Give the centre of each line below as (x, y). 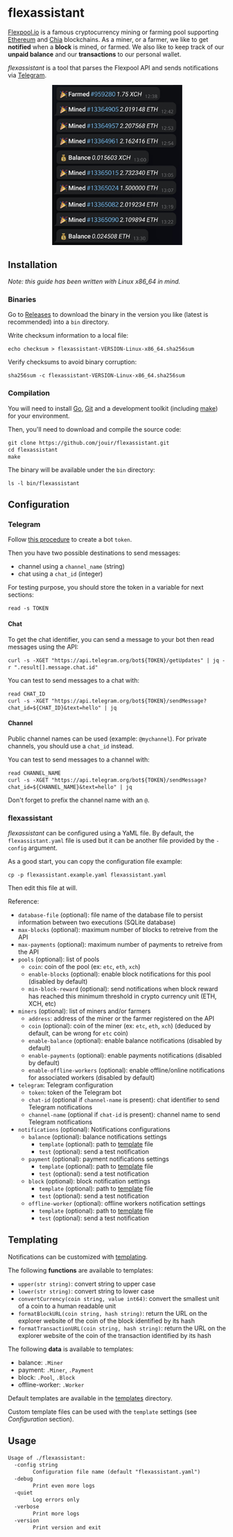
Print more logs (56, 1513)
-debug (24, 1479)
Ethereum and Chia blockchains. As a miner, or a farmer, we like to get (108, 39)
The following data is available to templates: (71, 1349)
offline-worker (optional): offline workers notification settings (117, 1204)
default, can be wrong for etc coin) (78, 1033)
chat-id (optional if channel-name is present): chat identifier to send (124, 1100)
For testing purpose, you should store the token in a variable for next (106, 588)
